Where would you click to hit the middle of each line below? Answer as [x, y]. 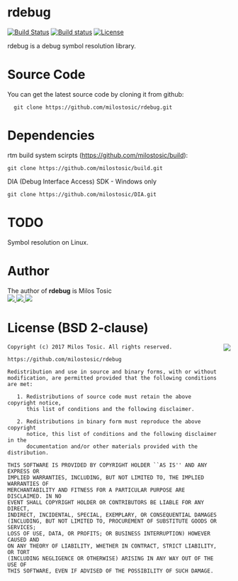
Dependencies [51, 135]
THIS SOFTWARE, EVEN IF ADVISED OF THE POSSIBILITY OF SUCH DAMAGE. [110, 571]
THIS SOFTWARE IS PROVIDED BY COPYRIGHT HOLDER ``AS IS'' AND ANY [107, 465]
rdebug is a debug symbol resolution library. [72, 46]
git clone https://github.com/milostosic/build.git [85, 168]
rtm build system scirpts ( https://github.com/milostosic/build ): [98, 155]
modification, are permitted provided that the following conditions [112, 378]
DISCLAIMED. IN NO [34, 496]
